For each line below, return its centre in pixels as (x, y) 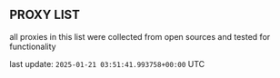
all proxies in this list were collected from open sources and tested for (140, 36)
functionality (33, 46)
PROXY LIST (45, 15)
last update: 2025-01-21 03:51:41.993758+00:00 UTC (107, 63)
